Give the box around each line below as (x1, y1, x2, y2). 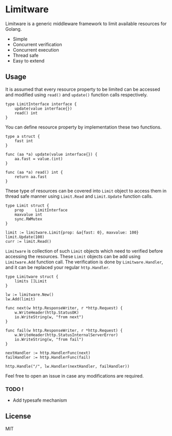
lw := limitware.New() (5, 292, 54, 297)
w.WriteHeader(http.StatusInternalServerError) (14, 332, 118, 338)
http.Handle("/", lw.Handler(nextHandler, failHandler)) (5, 364, 130, 369)
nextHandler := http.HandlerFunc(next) (5, 350, 91, 356)
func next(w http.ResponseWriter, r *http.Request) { (5, 305, 123, 310)
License (5, 412, 31, 421)
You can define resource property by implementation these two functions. (5, 124, 162, 130)
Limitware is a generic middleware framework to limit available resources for (5, 20, 167, 27)
